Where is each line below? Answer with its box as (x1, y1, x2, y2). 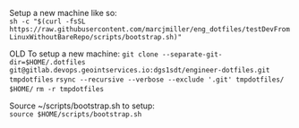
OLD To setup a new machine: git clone (9, 48, 158, 59)
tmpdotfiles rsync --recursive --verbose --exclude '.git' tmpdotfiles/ (9, 75, 285, 84)
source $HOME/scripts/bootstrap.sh (9, 110, 142, 119)
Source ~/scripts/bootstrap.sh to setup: (9, 100, 155, 111)
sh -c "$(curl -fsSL (9, 17, 87, 26)
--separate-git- (162, 50, 223, 59)
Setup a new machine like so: (9, 8, 118, 18)
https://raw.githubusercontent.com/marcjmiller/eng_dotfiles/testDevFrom (9, 25, 291, 34)
